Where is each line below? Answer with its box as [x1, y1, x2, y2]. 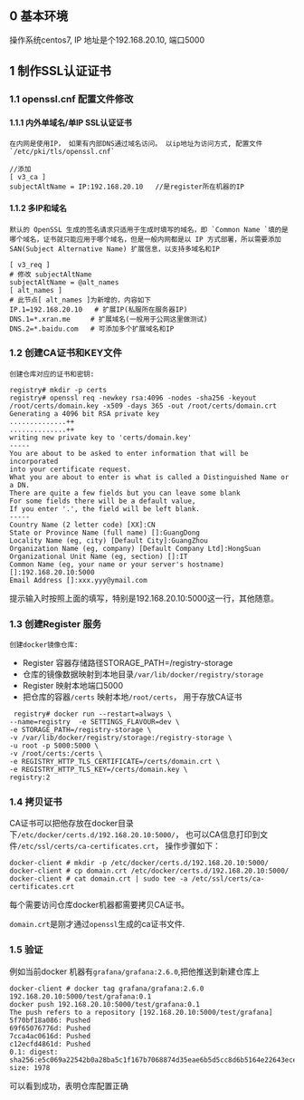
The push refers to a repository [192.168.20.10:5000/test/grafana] [9, 1008, 273, 1017]
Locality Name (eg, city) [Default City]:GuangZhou [9, 536, 208, 545]
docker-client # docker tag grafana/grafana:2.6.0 [9, 984, 204, 993]
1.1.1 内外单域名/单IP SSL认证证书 [9, 117, 133, 128]
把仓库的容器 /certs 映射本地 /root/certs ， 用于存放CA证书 [22, 691, 242, 702]
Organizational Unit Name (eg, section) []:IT [9, 552, 188, 561]
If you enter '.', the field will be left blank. [9, 504, 201, 514]
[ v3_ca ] [9, 173, 47, 182]
